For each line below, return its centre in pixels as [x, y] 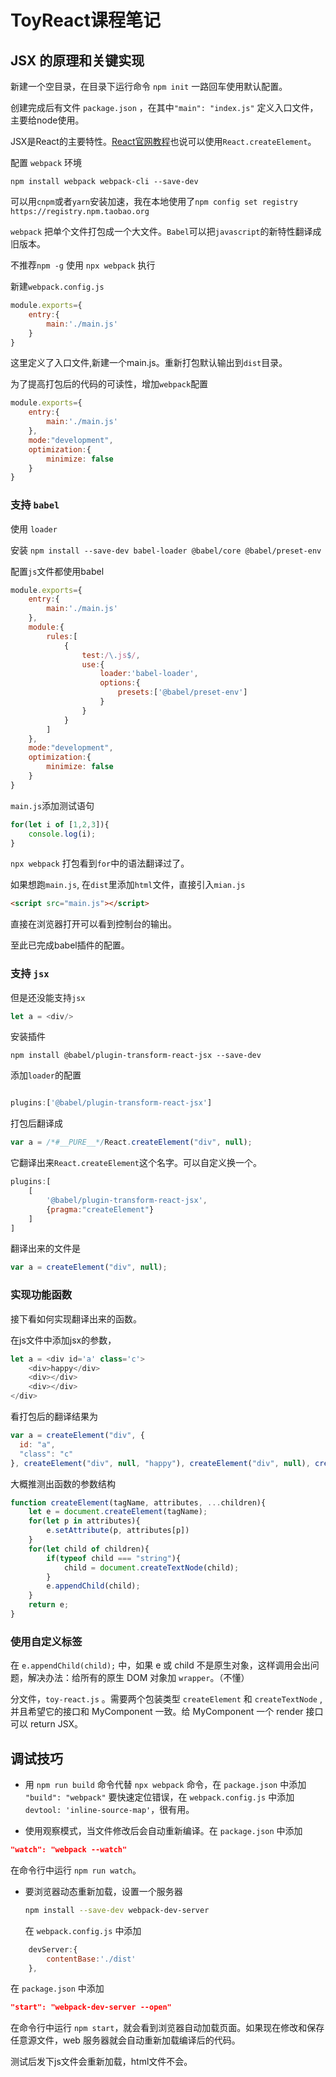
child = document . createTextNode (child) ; [151, 1567]
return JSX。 [56, 1724]
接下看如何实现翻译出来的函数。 [76, 1318]
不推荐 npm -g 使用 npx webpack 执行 [83, 265]
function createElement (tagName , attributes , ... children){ [138, 1502]
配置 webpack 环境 [46, 162]
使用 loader [34, 528]
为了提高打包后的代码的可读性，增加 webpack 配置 [109, 384]
